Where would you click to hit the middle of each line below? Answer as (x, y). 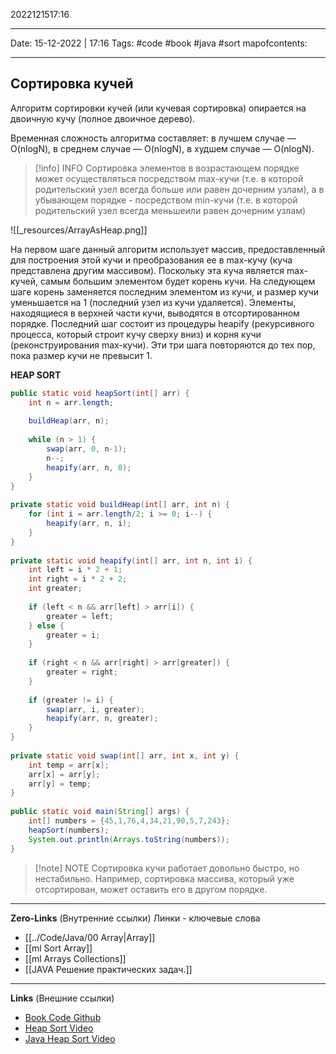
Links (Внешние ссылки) (62, 998)
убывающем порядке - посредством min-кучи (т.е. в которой (166, 200)
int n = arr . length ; (71, 402)
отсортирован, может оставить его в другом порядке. (151, 889)
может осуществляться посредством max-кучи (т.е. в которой (169, 178)
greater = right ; (82, 672)
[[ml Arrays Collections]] (75, 958)
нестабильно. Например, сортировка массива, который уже (164, 878)
